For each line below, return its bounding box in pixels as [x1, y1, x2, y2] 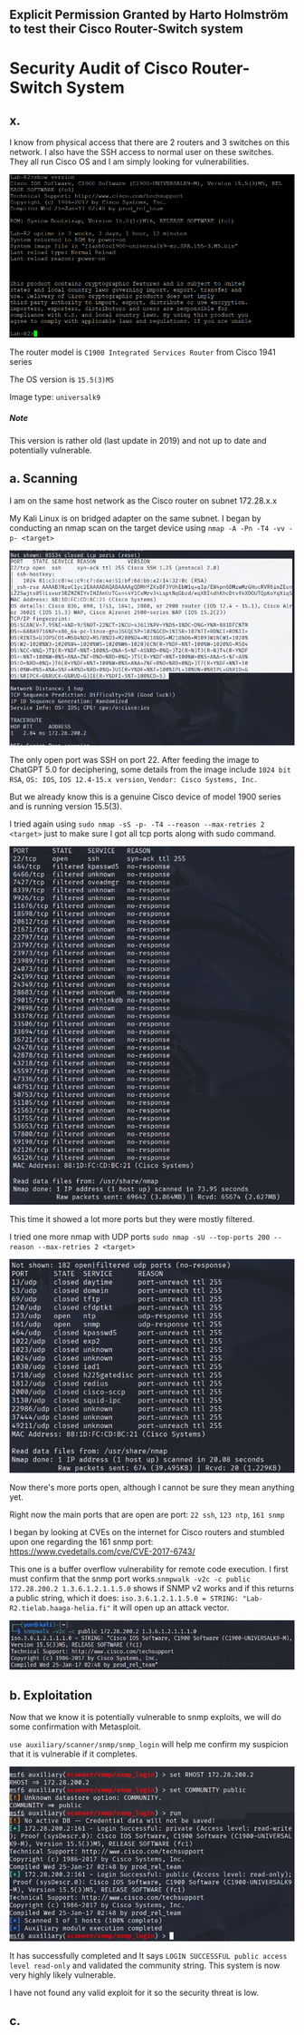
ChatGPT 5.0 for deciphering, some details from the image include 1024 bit [9, 764, 291, 775]
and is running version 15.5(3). [9, 800, 122, 811]
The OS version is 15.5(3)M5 [9, 374, 115, 385]
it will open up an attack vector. [112, 1601, 230, 1613]
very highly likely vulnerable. [9, 1969, 116, 1981]
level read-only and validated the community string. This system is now [9, 1960, 280, 1971]
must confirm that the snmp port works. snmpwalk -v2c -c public [9, 1573, 251, 1584]
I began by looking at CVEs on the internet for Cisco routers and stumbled [9, 1526, 285, 1537]
